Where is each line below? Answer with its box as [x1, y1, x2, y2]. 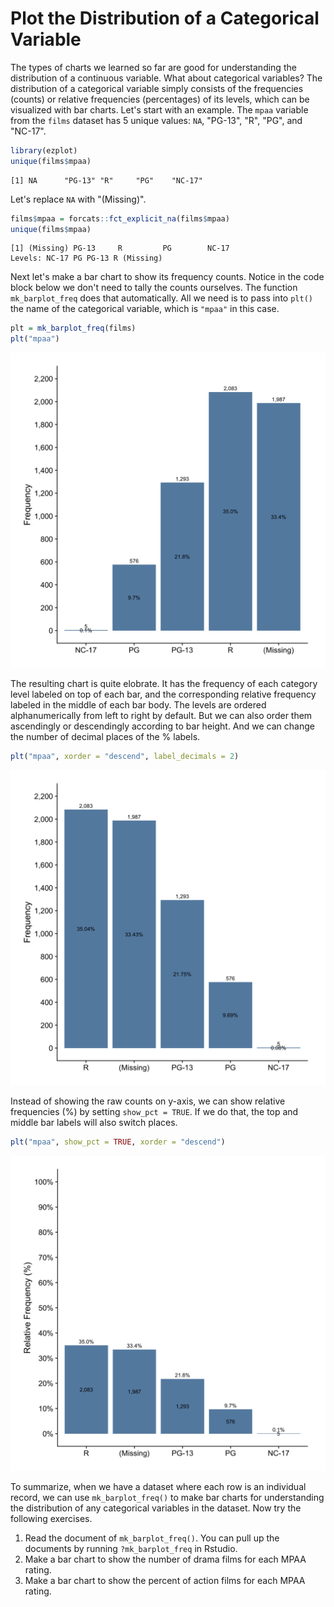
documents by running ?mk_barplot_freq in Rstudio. [24, 1542, 238, 1554]
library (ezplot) [10, 145, 78, 156]
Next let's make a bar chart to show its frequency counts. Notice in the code [10, 271, 325, 283]
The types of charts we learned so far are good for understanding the [10, 61, 297, 73]
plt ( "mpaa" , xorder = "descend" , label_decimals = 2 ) [10, 752, 240, 762]
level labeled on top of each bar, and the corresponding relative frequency [10, 688, 317, 701]
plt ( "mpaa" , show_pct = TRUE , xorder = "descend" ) [10, 1137, 226, 1147]
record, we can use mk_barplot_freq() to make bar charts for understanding [10, 1491, 325, 1503]
